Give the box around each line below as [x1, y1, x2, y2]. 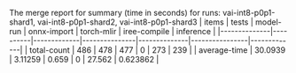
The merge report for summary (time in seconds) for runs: [9, 8, 222, 18]
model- [255, 17, 282, 27]
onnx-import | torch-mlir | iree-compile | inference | [27, 26, 216, 36]
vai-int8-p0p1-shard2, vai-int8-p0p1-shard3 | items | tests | [36, 17, 254, 27]
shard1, [9, 17, 35, 27]
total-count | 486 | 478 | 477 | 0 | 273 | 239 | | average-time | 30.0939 [29, 45, 286, 55]
